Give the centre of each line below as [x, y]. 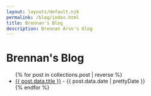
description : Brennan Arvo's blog [50, 28]
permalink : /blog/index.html [43, 17]
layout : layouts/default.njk [43, 12]
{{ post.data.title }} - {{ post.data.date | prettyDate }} [80, 81]
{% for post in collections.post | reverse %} [69, 75]
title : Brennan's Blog [35, 23]
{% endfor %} [32, 88]
